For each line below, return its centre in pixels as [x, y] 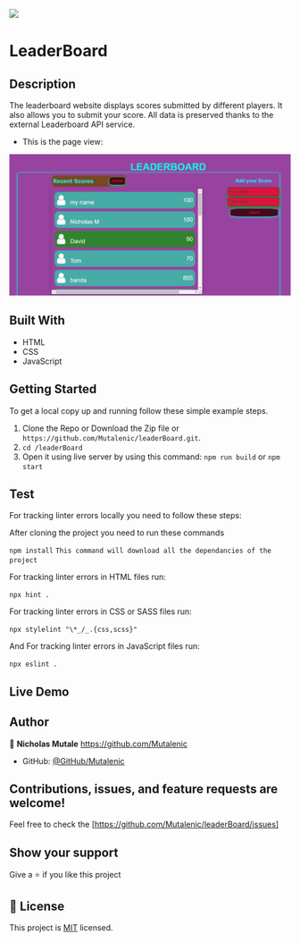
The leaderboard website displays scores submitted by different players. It [146, 105]
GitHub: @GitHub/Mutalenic [73, 761]
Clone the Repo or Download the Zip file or [101, 428]
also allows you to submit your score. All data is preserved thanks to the [142, 115]
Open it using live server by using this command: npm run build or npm [151, 457]
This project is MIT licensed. [61, 928]
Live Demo [39, 691]
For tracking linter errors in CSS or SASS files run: [100, 611]
